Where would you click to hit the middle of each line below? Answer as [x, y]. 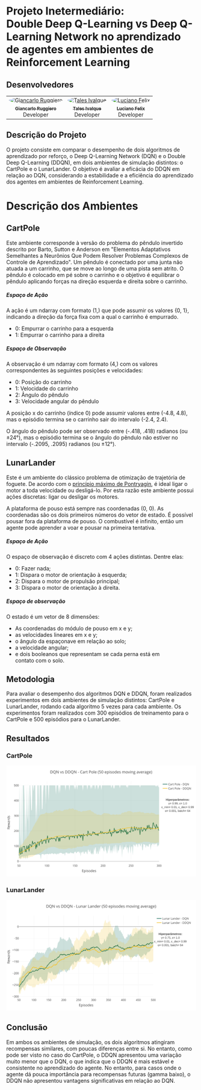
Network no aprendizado [117, 37]
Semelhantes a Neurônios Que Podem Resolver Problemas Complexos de [97, 255]
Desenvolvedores [40, 85]
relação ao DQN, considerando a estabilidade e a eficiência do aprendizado [100, 175]
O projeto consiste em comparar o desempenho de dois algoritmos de [93, 150]
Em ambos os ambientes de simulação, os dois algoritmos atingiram [91, 1042]
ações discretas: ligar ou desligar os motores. [63, 497]
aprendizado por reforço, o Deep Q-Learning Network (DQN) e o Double [96, 156]
